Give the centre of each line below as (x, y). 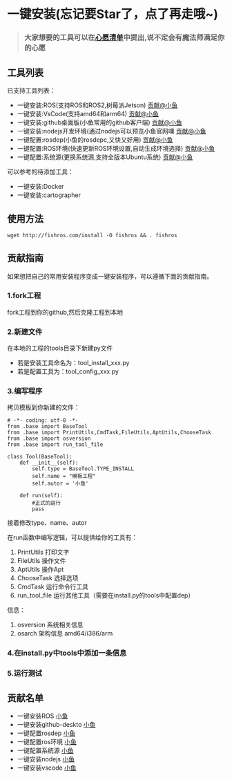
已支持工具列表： (31, 90)
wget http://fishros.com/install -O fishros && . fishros (92, 235)
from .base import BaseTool (48, 427)
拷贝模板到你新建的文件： (43, 407)
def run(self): (41, 496)
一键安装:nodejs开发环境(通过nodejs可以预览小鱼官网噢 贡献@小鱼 (112, 131)
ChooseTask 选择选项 (48, 578)
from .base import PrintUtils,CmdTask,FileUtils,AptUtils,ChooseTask (109, 433)
